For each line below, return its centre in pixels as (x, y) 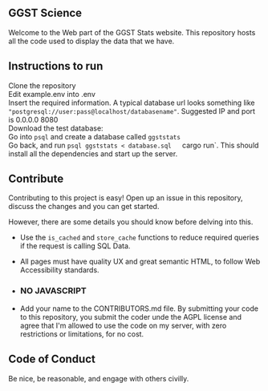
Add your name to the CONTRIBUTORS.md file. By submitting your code (139, 308)
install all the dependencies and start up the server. (93, 153)
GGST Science (45, 13)
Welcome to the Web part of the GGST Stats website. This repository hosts (132, 32)
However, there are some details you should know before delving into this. (131, 222)
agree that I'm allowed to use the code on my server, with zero (123, 325)
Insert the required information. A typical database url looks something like (132, 103)
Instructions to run (56, 66)
